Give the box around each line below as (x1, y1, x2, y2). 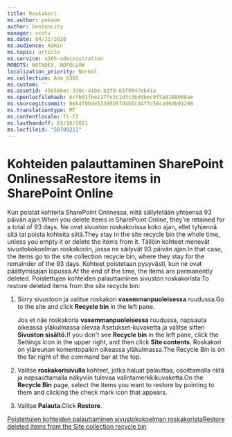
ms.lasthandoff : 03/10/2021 (7, 119, 89, 127)
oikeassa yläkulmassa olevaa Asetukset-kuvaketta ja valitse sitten (17, 323, 206, 332)
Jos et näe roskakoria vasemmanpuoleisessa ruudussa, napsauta (17, 316, 207, 324)
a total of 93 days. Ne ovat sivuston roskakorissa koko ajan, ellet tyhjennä (7, 223, 217, 231)
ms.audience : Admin (7, 42, 64, 49)
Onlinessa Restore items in (7, 170, 161, 186)
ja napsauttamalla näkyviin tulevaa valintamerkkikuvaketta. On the (17, 373, 204, 382)
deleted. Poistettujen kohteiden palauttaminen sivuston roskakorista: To (7, 274, 209, 283)
